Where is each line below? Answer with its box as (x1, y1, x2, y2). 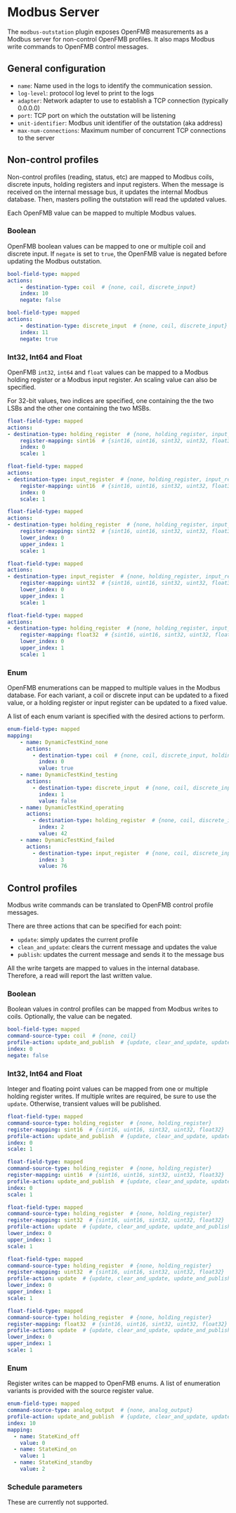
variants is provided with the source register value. (7, 1387, 155, 1395)
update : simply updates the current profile (17, 935, 138, 944)
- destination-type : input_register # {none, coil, (32, 850, 190, 857)
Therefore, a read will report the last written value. (7, 972, 152, 980)
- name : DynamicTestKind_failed (20, 836, 114, 843)
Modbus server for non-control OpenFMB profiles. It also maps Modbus (7, 34, 216, 43)
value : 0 (20, 1439, 46, 1446)
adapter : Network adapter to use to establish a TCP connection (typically (17, 96, 228, 105)
